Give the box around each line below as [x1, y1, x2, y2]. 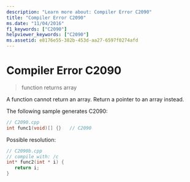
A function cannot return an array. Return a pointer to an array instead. [6, 95, 184, 103]
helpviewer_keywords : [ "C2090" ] [6, 32, 89, 38]
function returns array [21, 84, 77, 91]
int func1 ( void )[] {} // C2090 [6, 125, 92, 131]
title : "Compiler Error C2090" [6, 15, 86, 21]
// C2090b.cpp [6, 148, 43, 154]
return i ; [14, 165, 40, 171]
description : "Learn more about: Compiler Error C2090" [6, 9, 152, 15]
